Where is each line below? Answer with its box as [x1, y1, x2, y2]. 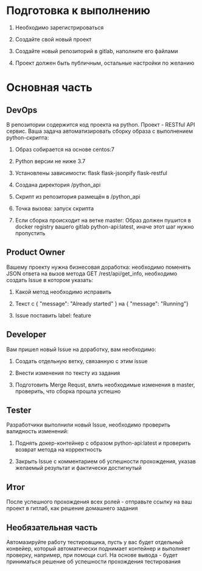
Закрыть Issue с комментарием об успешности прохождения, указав [15, 458, 197, 465]
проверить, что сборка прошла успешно [15, 388, 121, 395]
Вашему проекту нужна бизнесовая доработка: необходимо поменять [6, 263, 191, 271]
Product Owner [6, 247, 66, 258]
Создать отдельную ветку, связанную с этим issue [15, 357, 148, 364]
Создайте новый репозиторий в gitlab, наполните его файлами [15, 47, 178, 55]
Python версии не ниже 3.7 [15, 157, 86, 165]
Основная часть [6, 80, 92, 94]
